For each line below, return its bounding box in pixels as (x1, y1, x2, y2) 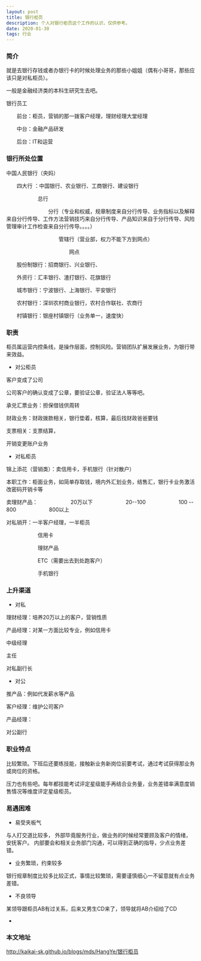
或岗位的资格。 (6, 767, 43, 774)
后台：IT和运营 (17, 138, 53, 145)
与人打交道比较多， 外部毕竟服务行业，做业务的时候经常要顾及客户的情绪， (6, 831, 191, 839)
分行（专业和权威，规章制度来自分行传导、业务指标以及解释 (48, 208, 195, 215)
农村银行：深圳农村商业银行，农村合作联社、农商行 (17, 299, 142, 306)
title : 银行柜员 (6, 14, 43, 20)
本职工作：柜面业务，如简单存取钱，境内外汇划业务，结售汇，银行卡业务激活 (6, 478, 195, 486)
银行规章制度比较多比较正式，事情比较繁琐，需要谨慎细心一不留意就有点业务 (6, 872, 195, 879)
